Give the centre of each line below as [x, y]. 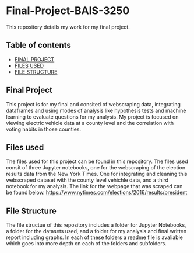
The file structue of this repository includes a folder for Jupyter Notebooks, [96, 225]
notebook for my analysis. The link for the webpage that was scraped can [94, 186]
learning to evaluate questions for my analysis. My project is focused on [92, 117]
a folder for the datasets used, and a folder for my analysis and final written [96, 231]
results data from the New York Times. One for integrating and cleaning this [97, 174]
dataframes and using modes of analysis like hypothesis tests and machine [96, 110]
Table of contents [38, 45]
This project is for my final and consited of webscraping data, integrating [93, 104]
